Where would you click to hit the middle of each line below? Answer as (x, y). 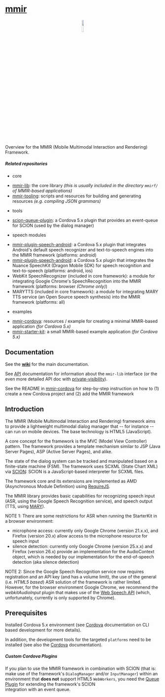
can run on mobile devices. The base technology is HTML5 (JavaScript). (79, 431)
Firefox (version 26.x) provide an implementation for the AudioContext (83, 551)
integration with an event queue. (38, 690)
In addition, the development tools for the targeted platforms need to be (78, 640)
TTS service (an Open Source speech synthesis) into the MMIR (76, 297)
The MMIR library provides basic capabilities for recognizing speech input (80, 496)
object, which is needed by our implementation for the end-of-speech (83, 557)
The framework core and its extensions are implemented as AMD (71, 481)
